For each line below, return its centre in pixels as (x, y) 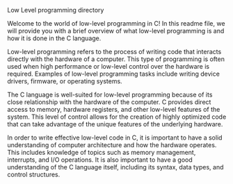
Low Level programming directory (56, 10)
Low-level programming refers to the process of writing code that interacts (114, 52)
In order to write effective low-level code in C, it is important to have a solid (115, 137)
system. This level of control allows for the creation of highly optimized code (117, 117)
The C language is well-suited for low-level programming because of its (110, 94)
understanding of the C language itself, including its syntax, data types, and (115, 167)
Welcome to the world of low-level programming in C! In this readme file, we (116, 23)
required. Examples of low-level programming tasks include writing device (114, 74)
